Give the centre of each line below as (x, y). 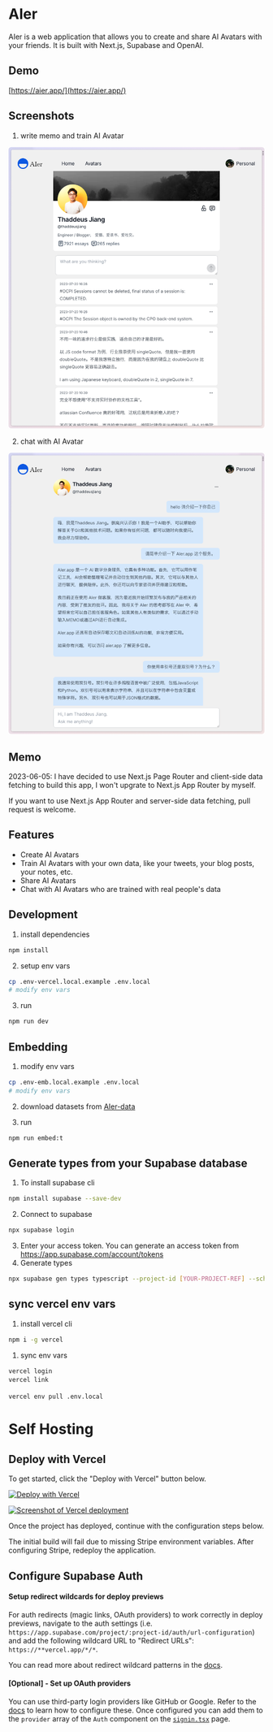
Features (31, 835)
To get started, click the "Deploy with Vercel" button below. (108, 1479)
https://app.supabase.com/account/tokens (92, 1254)
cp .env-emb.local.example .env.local (74, 1082)
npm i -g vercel (36, 1340)
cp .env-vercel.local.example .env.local (80, 981)
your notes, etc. (46, 872)
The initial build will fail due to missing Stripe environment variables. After (131, 1542)
